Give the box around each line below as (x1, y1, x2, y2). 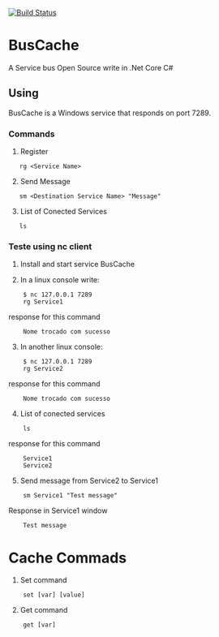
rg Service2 (23, 365, 63, 373)
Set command (19, 575, 67, 585)
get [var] (23, 621, 57, 629)
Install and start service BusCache (19, 260, 135, 269)
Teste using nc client (8, 240, 92, 252)
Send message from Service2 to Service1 (19, 476, 158, 486)
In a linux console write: (19, 275, 100, 285)
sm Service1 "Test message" (23, 492, 118, 500)
